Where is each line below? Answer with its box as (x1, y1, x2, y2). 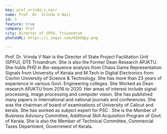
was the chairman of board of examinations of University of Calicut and (5, 102, 154, 108)
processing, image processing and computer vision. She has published (5, 91, 153, 97)
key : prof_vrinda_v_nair (5, 7, 58, 13)
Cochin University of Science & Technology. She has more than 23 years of (5, 75, 162, 81)
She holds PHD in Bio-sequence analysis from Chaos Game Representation (5, 64, 162, 71)
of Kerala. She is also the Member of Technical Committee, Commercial (5, 118, 154, 124)
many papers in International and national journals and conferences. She (5, 96, 156, 102)
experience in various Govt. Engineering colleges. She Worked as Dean (5, 80, 154, 86)
